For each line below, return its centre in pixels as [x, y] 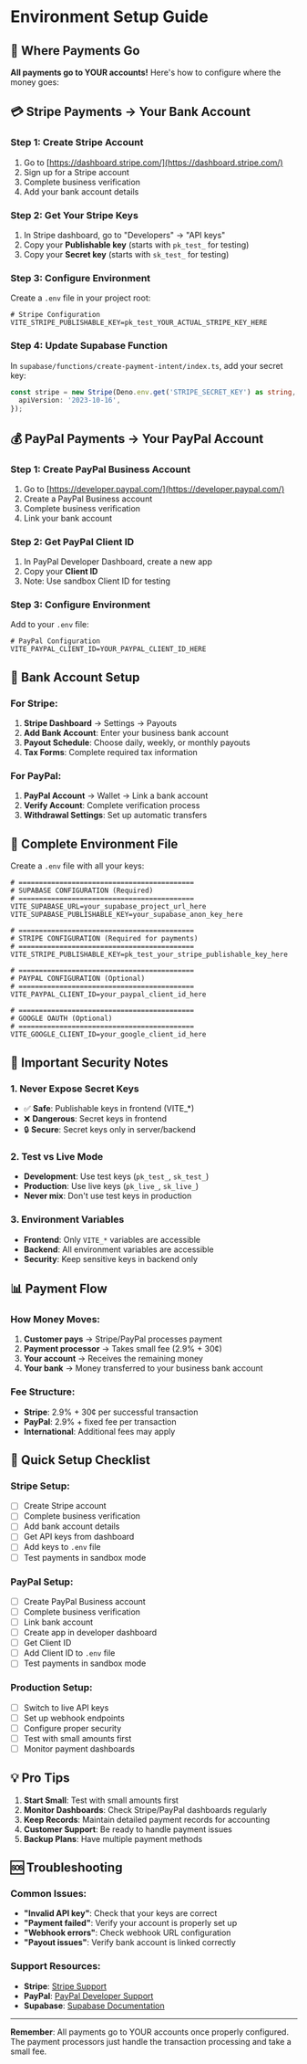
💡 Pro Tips [40, 1778]
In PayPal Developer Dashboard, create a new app [118, 562]
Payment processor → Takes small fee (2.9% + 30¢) [123, 1349]
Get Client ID [47, 1643]
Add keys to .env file [62, 1547]
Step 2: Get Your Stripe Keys [75, 215]
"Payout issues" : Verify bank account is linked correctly [129, 1943]
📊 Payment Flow [59, 1288]
